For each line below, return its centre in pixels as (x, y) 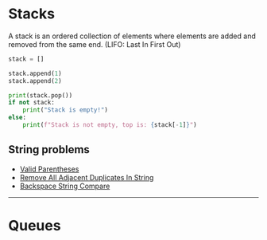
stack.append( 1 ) (35, 73)
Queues (35, 225)
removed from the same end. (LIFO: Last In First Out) (95, 44)
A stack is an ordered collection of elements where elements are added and (132, 36)
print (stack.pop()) (41, 95)
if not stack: (32, 103)
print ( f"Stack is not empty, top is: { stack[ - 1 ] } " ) (110, 125)
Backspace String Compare (65, 186)
